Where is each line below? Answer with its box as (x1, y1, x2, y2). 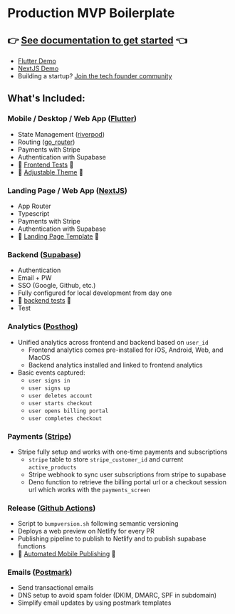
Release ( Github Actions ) (7, 503, 96, 513)
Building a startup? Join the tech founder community (17, 72, 172, 80)
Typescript (17, 209, 50, 218)
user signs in (28, 377, 70, 384)
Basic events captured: (17, 368, 85, 377)
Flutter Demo (17, 57, 57, 65)
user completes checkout (28, 415, 103, 422)
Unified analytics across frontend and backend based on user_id (17, 338, 209, 346)
